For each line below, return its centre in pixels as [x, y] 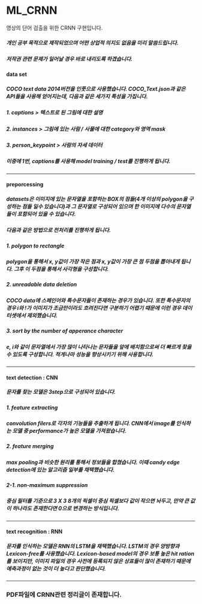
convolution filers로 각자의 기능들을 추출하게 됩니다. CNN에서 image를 [91, 423]
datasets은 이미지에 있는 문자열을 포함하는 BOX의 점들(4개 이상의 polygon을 [97, 199]
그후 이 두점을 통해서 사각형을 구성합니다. [61, 269]
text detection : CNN [32, 377]
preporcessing [25, 185]
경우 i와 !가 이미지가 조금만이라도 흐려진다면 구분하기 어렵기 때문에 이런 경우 [94, 308]
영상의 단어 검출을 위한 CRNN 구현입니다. [55, 28]
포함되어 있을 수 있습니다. [46, 214]
